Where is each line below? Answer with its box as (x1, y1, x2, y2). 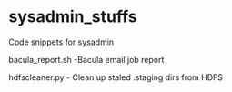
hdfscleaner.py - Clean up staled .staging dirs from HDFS (8, 71, 224, 83)
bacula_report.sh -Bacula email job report (8, 54, 165, 65)
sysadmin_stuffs (8, 6, 137, 27)
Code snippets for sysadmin (8, 36, 115, 47)
